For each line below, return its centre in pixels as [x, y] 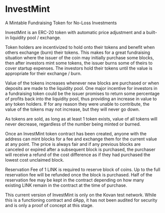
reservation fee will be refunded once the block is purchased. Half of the [79, 174]
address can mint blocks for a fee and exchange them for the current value [81, 139]
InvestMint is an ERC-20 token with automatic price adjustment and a [75, 32]
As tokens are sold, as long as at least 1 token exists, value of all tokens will [81, 119]
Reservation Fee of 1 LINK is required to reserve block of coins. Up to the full [83, 170]
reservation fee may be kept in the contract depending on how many [75, 180]
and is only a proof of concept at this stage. [49, 205]
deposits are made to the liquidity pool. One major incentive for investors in [81, 88]
